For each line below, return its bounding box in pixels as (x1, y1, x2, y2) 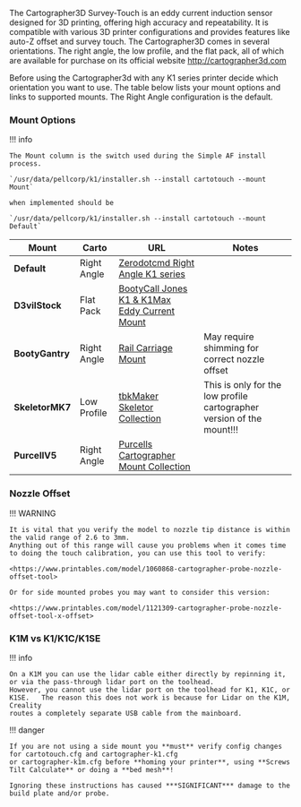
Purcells (118, 438, 153, 451)
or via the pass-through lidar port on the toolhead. (9, 677, 215, 686)
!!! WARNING (9, 508, 56, 519)
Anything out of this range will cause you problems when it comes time (9, 541, 287, 550)
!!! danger (9, 725, 45, 735)
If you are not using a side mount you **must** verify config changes (9, 742, 282, 751)
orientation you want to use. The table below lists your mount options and (9, 82, 281, 92)
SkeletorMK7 (13, 401, 72, 414)
